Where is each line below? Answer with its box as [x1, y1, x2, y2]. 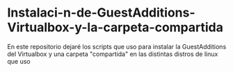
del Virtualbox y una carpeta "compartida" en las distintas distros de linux [7, 50, 218, 58]
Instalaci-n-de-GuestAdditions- [7, 5, 196, 21]
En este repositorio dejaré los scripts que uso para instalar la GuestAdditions [7, 42, 227, 51]
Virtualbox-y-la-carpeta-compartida [7, 19, 224, 35]
